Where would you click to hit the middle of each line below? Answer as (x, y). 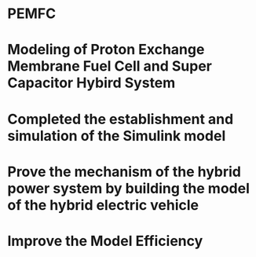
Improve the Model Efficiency (105, 241)
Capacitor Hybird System (91, 83)
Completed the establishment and (121, 119)
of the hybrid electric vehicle (103, 205)
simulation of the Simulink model (117, 136)
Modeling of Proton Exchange (106, 50)
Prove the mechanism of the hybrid (124, 172)
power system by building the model (129, 188)
